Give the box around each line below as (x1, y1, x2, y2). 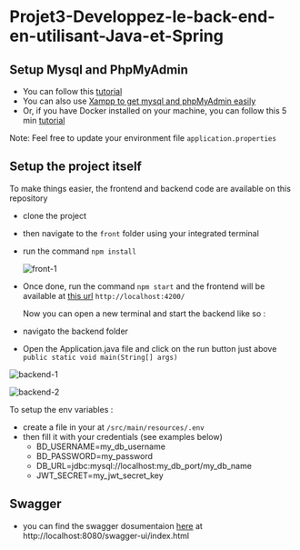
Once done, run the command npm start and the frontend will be (22, 280, 265, 292)
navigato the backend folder (22, 325, 129, 336)
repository (9, 193, 48, 204)
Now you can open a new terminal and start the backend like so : (22, 307, 266, 319)
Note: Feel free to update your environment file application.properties (9, 133, 277, 143)
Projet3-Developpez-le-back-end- (9, 6, 275, 27)
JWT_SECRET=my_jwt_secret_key (35, 470, 164, 481)
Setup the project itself (9, 159, 143, 175)
